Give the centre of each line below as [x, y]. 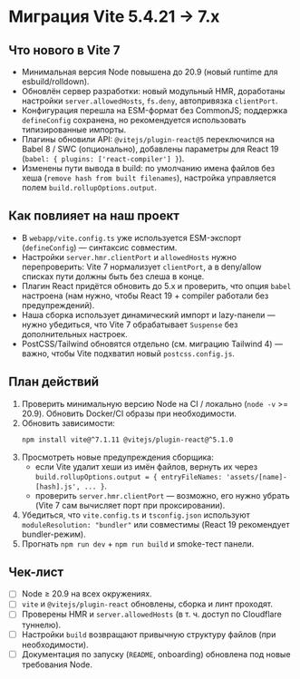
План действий [54, 382]
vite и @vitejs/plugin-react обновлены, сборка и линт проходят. [147, 604]
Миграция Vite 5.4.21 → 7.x [114, 17]
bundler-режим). [54, 534]
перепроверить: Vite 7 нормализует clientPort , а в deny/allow [141, 267]
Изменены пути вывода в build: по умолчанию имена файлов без [148, 168]
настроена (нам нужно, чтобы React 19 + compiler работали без [145, 296]
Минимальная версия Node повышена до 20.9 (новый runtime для [150, 72]
